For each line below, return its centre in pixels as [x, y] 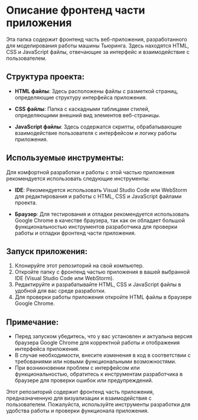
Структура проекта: [45, 77]
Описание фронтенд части [76, 10]
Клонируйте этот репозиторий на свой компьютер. [79, 266]
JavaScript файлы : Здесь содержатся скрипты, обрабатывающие [98, 126]
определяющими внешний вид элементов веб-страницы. [87, 115]
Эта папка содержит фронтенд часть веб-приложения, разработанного [97, 39]
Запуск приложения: [47, 251]
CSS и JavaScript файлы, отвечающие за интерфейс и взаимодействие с [98, 52]
